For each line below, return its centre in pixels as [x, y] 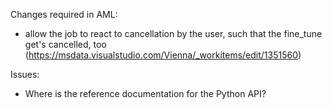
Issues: [25, 74]
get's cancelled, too [65, 44]
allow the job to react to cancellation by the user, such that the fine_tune [173, 33]
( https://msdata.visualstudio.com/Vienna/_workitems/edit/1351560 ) [163, 55]
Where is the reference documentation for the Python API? [145, 93]
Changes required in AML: [64, 14]
